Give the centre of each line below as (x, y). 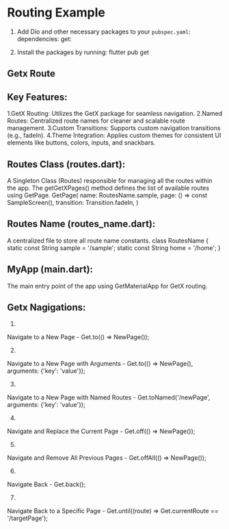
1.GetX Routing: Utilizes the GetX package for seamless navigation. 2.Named (115, 114)
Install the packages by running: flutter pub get (83, 52)
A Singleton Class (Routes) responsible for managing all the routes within (110, 180)
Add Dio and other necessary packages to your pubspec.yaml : (104, 32)
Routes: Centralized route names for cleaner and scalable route (96, 121)
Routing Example (56, 13)
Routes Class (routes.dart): (66, 164)
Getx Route (31, 74)
